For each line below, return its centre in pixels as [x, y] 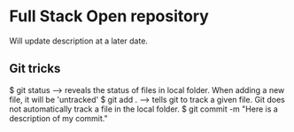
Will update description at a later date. [79, 41]
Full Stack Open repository [109, 16]
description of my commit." [58, 118]
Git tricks [35, 69]
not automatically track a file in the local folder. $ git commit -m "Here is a [144, 109]
